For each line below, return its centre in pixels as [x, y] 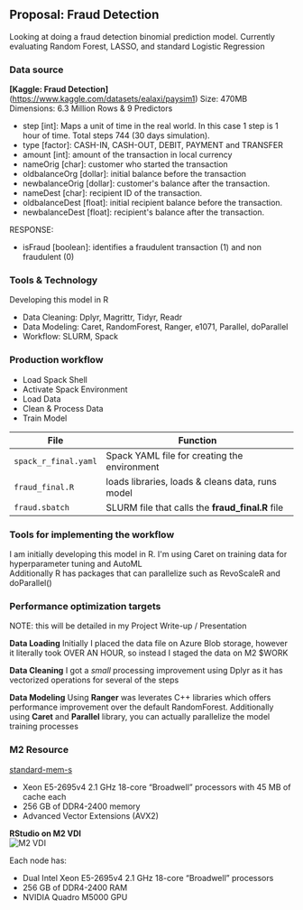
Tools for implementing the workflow [92, 534]
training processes [44, 727]
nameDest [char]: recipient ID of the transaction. [112, 193]
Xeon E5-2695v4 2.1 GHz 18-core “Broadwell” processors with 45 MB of [156, 787]
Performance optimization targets [85, 606]
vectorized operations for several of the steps [94, 680]
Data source [37, 70]
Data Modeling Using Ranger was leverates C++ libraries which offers [140, 698]
